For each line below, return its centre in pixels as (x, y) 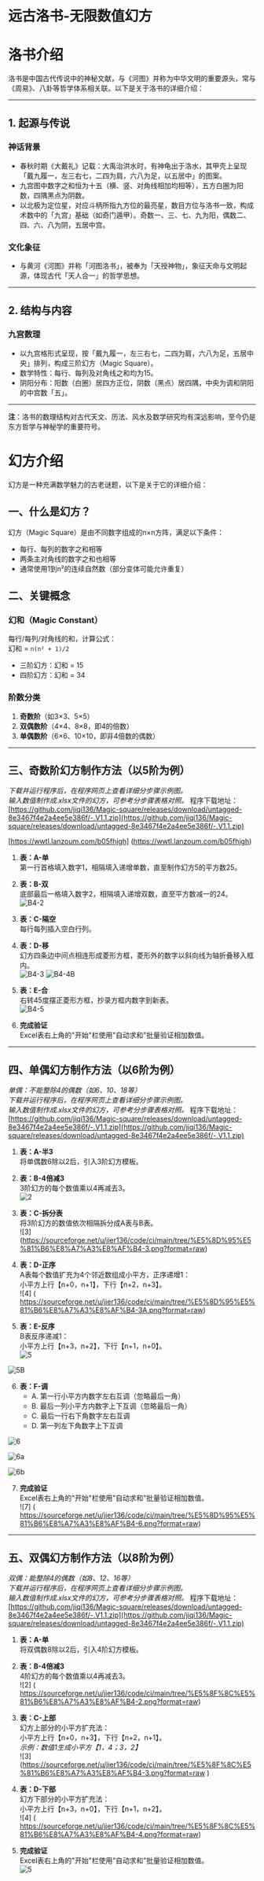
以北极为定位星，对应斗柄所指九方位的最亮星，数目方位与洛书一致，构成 (136, 205)
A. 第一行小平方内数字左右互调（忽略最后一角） (108, 1396)
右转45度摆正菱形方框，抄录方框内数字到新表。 (96, 1000)
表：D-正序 (38, 1265)
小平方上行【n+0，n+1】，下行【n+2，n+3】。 (93, 1284)
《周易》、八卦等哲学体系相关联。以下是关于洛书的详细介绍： (106, 88)
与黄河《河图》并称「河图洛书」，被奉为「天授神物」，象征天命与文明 (130, 266)
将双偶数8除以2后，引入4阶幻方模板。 (81, 1649)
